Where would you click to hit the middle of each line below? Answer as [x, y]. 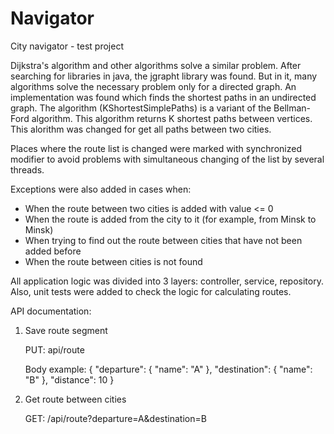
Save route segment [66, 330]
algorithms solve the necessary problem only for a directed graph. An [153, 86]
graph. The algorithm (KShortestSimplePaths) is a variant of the [141, 108]
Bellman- [292, 108]
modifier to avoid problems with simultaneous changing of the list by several [167, 159]
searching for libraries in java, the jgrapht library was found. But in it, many [164, 76]
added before [53, 251]
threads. [27, 169]
